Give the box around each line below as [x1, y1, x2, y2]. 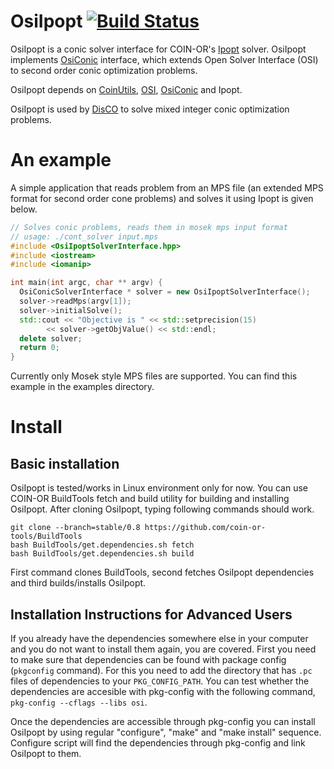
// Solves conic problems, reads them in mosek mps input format [10, 222, 288, 232]
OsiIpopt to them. [10, 747, 82, 759]
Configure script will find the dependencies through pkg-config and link [10, 736, 306, 749]
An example [10, 149, 112, 172]
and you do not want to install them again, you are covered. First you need [10, 643, 317, 655]
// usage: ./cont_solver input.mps [10, 231, 159, 242]
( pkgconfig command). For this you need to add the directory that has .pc [10, 664, 313, 676]
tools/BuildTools [10, 531, 83, 542]
